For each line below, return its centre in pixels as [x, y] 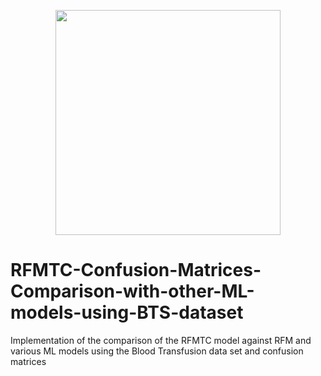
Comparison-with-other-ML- [132, 291]
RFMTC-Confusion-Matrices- [136, 270]
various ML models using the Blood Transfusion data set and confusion [157, 351]
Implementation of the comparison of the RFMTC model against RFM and [161, 340]
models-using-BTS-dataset [127, 312]
